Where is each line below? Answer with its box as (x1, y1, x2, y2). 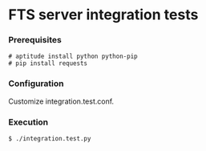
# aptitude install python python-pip (8, 52, 138, 61)
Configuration (8, 78, 64, 89)
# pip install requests (8, 59, 88, 67)
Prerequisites (8, 35, 62, 46)
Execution (8, 116, 49, 128)
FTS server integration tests (8, 6, 199, 24)
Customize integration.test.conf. (8, 96, 115, 106)
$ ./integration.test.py (8, 135, 91, 143)
